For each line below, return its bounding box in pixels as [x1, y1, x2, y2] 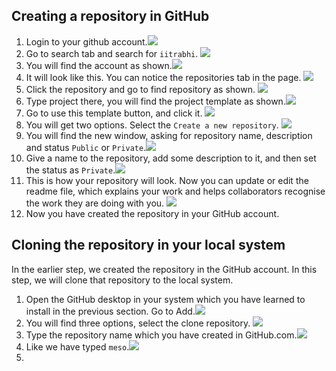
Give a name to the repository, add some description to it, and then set [25, 152, 317, 164]
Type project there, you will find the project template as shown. [25, 95, 286, 107]
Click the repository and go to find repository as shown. [25, 83, 256, 95]
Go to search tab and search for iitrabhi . [25, 47, 199, 59]
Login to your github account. [25, 35, 148, 48]
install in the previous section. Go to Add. [25, 305, 196, 317]
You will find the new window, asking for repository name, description [25, 129, 313, 141]
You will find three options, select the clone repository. [25, 317, 251, 329]
